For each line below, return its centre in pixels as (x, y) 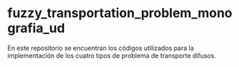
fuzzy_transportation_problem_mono (120, 13)
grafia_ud (36, 28)
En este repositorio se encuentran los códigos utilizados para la (101, 48)
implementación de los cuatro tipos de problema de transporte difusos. (112, 56)
